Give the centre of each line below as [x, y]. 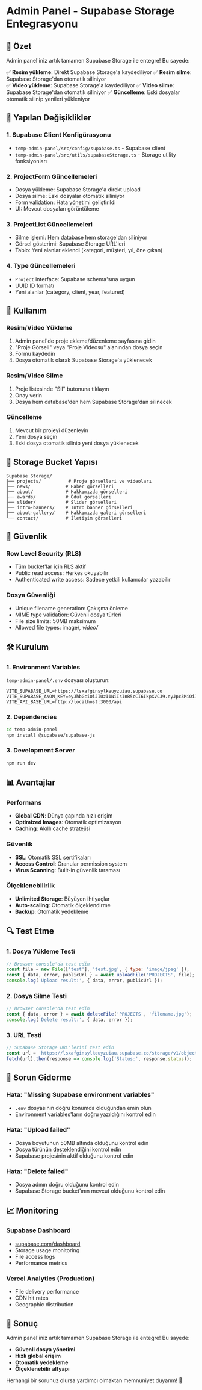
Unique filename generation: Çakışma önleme [71, 608]
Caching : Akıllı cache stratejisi [53, 828]
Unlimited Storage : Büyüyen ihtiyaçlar [62, 899]
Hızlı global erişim [38, 1356]
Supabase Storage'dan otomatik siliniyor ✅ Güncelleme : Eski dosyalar [93, 92]
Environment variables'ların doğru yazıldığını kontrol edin [85, 1114]
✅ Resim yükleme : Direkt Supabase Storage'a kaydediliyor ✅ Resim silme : [99, 72]
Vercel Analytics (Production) [50, 1279]
